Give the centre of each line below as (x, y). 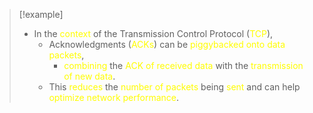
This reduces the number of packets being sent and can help (174, 87)
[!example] (41, 14)
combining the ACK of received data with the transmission (183, 65)
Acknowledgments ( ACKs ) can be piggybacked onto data (167, 44)
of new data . (89, 76)
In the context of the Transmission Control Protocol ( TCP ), (153, 33)
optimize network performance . (114, 97)
